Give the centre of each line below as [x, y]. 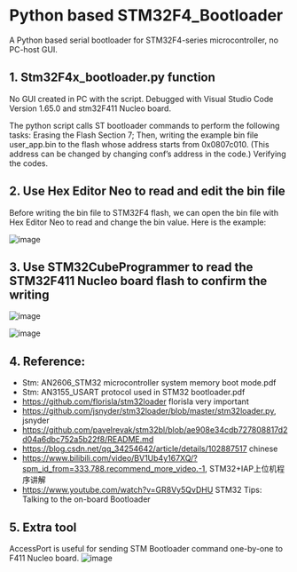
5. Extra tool [43, 527]
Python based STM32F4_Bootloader [146, 16]
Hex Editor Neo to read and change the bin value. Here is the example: [138, 222]
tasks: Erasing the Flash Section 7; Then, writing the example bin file [134, 135]
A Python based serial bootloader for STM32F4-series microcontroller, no [144, 40]
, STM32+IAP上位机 [241, 469]
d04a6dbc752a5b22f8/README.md [88, 440]
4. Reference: [47, 361]
